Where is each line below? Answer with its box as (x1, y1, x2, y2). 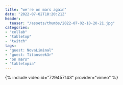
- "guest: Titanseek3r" (5, 52, 54, 57)
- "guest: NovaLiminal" (5, 48, 54, 52)
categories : (5, 25, 29, 30)
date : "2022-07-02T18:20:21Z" (5, 12, 67, 17)
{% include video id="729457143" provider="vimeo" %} (5, 75, 119, 81)
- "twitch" (5, 39, 27, 44)
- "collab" (5, 30, 27, 34)
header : (5, 16, 21, 21)
